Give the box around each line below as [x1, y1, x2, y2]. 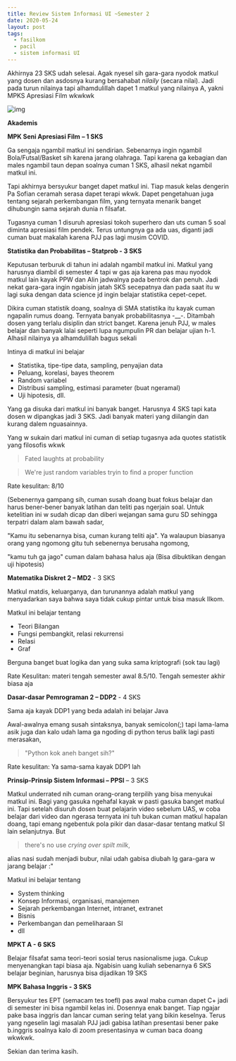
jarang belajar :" [7, 862, 54, 870]
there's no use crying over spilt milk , [24, 841, 130, 849]
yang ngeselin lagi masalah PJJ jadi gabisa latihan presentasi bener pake [7, 1018, 219, 1027]
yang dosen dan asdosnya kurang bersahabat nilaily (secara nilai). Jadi [7, 76, 214, 84]
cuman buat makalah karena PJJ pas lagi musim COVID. [7, 233, 170, 241]
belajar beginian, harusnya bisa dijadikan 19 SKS [7, 969, 148, 977]
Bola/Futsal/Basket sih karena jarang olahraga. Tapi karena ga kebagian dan [7, 153, 228, 162]
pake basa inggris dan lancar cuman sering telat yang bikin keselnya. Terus [7, 1011, 226, 1019]
